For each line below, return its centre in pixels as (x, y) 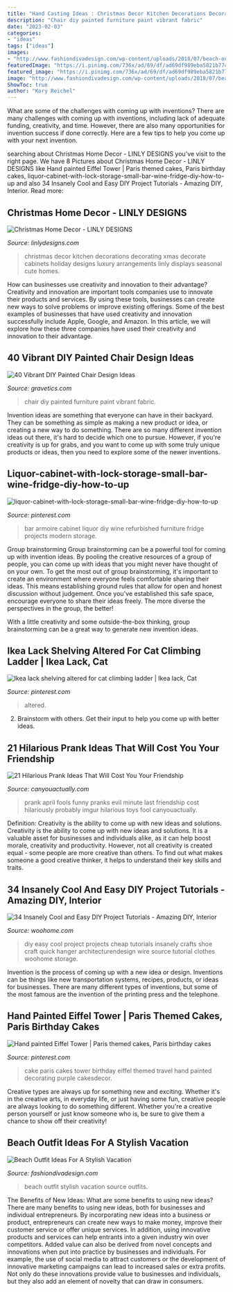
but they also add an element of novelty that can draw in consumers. (105, 1281)
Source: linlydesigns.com (43, 242)
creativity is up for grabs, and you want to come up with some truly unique (114, 445)
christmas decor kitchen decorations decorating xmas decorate (115, 256)
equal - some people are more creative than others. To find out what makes (115, 853)
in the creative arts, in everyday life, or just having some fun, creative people (116, 1099)
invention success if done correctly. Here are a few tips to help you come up (116, 133)
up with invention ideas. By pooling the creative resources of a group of (110, 556)
